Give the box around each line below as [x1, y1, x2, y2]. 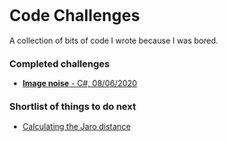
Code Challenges [9, 5, 141, 26]
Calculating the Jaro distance [22, 120, 132, 131]
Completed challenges [9, 57, 110, 70]
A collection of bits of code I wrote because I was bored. [9, 35, 219, 46]
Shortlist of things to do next [9, 101, 136, 113]
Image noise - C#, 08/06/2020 [22, 78, 137, 89]
